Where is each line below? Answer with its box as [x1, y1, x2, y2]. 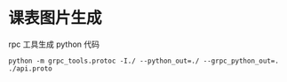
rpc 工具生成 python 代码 [8, 39, 100, 49]
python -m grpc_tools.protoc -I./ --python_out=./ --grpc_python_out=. [8, 56, 279, 65]
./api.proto [8, 63, 52, 73]
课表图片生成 [8, 8, 103, 28]
